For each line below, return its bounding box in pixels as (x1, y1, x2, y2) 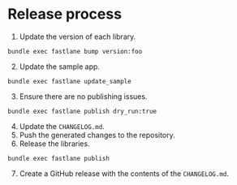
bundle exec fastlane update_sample (7, 77, 131, 85)
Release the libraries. (19, 139, 90, 148)
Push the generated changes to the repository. (19, 130, 175, 140)
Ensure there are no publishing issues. (19, 91, 148, 101)
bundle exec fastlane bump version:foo (7, 47, 143, 55)
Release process (7, 5, 123, 24)
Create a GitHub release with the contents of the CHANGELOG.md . (19, 168, 229, 179)
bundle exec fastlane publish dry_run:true (7, 107, 157, 115)
